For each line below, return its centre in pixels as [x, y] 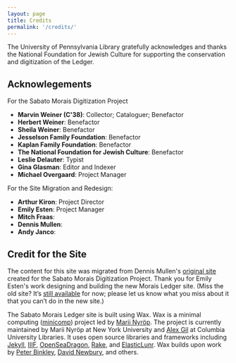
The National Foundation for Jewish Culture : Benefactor [101, 152]
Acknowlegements [50, 84]
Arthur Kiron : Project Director [61, 202]
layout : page [26, 14]
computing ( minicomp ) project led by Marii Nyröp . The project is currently [114, 322]
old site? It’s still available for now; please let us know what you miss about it [118, 294]
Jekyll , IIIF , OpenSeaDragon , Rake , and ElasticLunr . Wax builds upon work [114, 345]
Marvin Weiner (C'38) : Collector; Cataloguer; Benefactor [101, 115]
